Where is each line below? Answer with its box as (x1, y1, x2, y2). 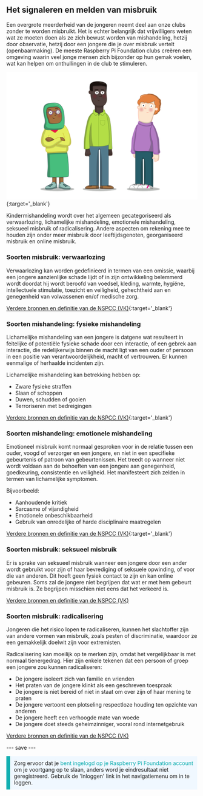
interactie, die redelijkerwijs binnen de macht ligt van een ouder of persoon (6, 347, 194, 354)
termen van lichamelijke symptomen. (6, 476, 98, 483)
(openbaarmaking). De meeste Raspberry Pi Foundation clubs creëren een (6, 47, 192, 54)
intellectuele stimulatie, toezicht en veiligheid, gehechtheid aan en (6, 286, 171, 294)
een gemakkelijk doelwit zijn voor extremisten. (6, 639, 122, 646)
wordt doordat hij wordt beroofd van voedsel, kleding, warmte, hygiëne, (6, 280, 185, 287)
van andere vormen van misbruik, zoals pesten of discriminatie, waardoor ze (6, 632, 198, 639)
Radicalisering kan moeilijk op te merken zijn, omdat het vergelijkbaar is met (6, 650, 196, 657)
